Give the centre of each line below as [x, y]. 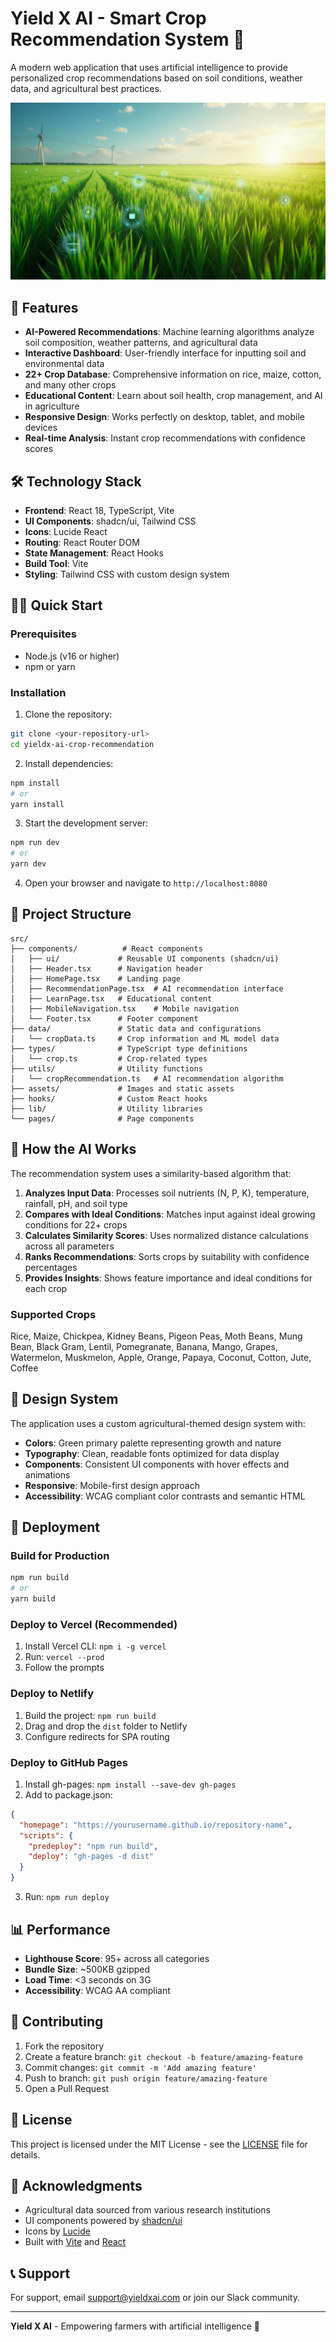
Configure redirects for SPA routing [97, 1736]
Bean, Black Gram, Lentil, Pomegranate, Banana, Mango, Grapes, [144, 1346]
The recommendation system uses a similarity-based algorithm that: [151, 1173]
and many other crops [70, 385]
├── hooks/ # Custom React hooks [109, 1098]
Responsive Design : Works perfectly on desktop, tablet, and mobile [164, 417]
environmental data [64, 364]
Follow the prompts [64, 1668]
